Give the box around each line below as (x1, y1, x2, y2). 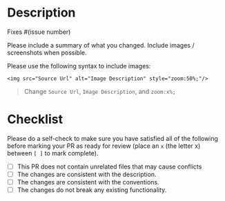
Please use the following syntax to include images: (7, 61, 151, 70)
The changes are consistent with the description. (17, 170, 157, 178)
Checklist (7, 112, 63, 127)
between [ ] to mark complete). (7, 149, 99, 157)
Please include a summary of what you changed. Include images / (7, 41, 195, 49)
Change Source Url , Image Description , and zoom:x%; (23, 87, 176, 95)
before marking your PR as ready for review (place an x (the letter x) (7, 142, 201, 150)
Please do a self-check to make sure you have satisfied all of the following (7, 134, 219, 142)
